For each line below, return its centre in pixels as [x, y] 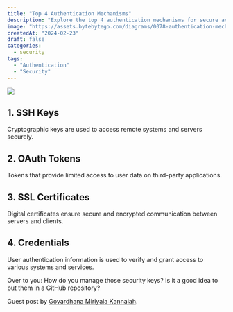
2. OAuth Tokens [44, 158]
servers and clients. [35, 221]
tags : [15, 59]
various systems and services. [51, 267]
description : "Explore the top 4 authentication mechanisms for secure [113, 20]
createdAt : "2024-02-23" [43, 33]
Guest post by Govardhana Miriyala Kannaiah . [72, 301]
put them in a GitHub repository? [54, 288]
